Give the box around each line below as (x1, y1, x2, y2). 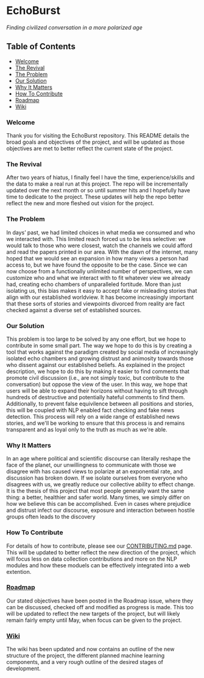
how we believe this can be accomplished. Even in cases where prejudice (6, 500, 191, 508)
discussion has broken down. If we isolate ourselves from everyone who (6, 474, 188, 481)
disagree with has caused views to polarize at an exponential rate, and (6, 468, 183, 475)
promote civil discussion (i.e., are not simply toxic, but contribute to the (6, 374, 185, 381)
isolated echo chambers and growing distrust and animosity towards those (6, 354, 194, 362)
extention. (6, 568, 32, 575)
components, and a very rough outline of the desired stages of (6, 659, 163, 666)
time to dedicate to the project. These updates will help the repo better (6, 193, 184, 201)
